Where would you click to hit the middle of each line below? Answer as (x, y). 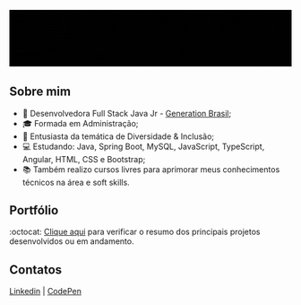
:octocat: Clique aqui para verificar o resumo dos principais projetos (135, 232)
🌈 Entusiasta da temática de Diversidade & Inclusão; (118, 136)
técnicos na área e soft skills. (76, 182)
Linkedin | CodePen (46, 292)
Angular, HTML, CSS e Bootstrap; (84, 159)
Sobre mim (40, 92)
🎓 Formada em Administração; (80, 123)
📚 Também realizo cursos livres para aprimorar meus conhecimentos (151, 169)
